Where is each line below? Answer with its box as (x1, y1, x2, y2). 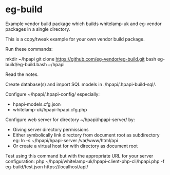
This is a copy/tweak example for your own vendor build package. (5, 36, 145, 42)
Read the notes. (5, 71, 39, 77)
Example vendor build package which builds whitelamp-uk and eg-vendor (5, 21, 162, 27)
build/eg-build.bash (5, 61, 47, 67)
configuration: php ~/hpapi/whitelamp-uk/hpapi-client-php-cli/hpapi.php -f (5, 158, 165, 164)
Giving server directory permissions (12, 126, 89, 132)
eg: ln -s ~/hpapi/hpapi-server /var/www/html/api (12, 137, 118, 143)
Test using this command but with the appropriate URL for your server (5, 152, 154, 159)
